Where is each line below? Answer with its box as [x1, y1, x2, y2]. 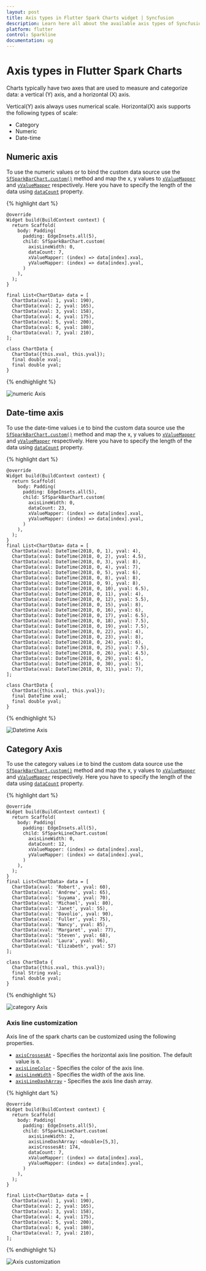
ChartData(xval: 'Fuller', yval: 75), [12, 916, 112, 922]
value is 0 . [15, 1057, 41, 1065]
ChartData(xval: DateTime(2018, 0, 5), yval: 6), [12, 569, 141, 576]
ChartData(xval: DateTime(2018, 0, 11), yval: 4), [12, 590, 144, 597]
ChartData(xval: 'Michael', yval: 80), [12, 900, 114, 906]
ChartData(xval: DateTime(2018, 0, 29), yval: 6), [12, 655, 144, 662]
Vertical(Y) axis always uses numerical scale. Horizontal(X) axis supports [6, 102, 191, 110]
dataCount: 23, [28, 504, 67, 511]
